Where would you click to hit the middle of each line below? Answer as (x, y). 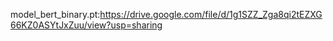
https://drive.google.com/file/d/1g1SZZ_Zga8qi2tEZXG (211, 14)
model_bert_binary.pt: (55, 14)
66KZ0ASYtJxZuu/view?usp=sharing (86, 25)
